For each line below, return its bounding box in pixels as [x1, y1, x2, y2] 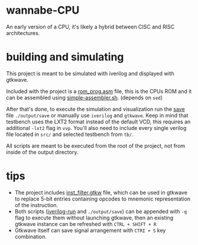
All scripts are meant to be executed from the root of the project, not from [6, 142, 186, 149]
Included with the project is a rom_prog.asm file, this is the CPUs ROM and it [6, 87, 192, 95]
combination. [14, 233, 47, 240]
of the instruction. [14, 201, 59, 208]
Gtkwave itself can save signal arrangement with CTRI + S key [14, 227, 166, 234]
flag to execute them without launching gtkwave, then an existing [14, 214, 174, 221]
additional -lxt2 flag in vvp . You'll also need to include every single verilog [6, 124, 187, 131]
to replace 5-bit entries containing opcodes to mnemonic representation [14, 195, 191, 202]
